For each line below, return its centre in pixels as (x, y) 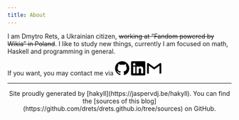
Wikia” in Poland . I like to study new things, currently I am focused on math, (118, 43)
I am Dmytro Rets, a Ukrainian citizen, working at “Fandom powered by (111, 36)
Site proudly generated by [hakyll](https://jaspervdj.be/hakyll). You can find (119, 93)
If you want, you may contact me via (60, 73)
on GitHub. (200, 108)
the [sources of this (111, 101)
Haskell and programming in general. (62, 51)
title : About (27, 15)
